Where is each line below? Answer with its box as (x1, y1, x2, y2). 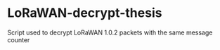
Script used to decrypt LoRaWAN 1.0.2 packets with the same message (7, 28, 213, 37)
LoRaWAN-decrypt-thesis (7, 5, 162, 21)
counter (7, 35, 30, 44)
